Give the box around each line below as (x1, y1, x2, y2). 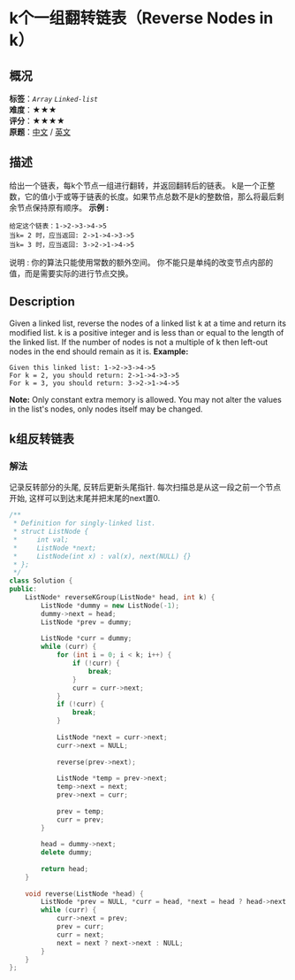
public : (9, 585, 38, 594)
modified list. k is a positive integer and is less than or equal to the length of (9, 327, 284, 337)
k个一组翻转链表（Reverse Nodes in (9, 8, 274, 28)
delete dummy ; (41, 848, 93, 857)
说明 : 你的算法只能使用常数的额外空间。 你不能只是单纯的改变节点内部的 (9, 257, 274, 267)
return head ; (41, 864, 89, 873)
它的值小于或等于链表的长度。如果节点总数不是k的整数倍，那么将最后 (24, 191, 276, 202)
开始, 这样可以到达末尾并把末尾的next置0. (9, 493, 161, 504)
